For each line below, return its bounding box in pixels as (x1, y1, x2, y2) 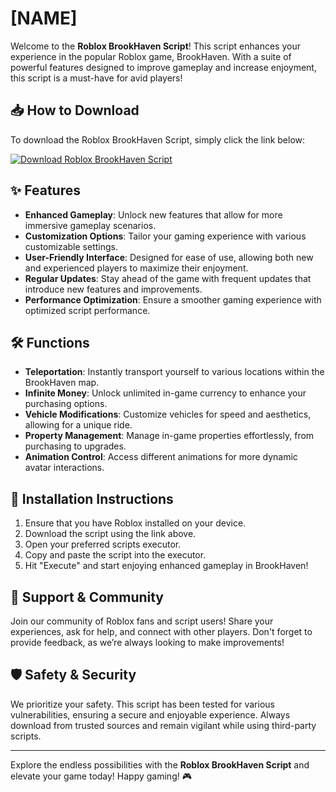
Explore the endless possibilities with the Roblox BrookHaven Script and (10, 758, 310, 771)
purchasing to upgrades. (24, 440, 127, 452)
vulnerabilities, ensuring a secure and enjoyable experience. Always (10, 708, 291, 721)
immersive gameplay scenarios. (24, 219, 157, 231)
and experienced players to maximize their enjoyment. (24, 262, 249, 274)
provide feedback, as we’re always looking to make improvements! (10, 637, 285, 648)
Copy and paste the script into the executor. (24, 549, 207, 561)
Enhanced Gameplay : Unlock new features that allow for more (24, 208, 283, 221)
